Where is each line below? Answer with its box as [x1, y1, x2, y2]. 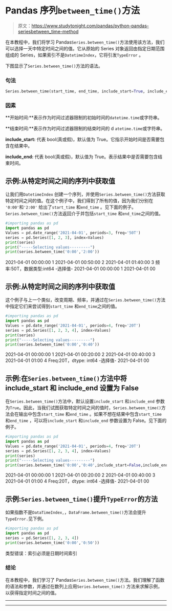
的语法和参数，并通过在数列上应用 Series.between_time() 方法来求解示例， [5, 583, 163, 589]
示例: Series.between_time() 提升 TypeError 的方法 [5, 494, 158, 503]
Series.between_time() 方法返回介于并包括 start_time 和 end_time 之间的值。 [5, 211, 164, 217]
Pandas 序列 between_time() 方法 [5, 5, 140, 16]
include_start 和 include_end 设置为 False [5, 384, 139, 392]
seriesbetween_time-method [17, 28, 79, 34]
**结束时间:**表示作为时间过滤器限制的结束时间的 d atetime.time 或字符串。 [5, 125, 165, 131]
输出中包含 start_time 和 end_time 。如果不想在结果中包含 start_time [18, 411, 162, 417]
